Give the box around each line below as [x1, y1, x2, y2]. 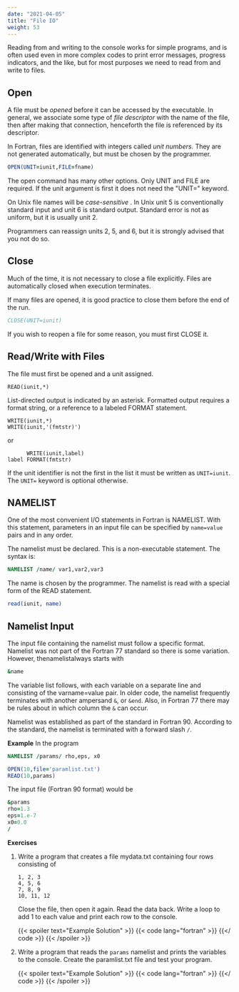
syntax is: [7, 552, 36, 561]
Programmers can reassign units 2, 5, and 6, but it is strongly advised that [7, 227, 225, 236]
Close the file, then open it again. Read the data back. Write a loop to [17, 904, 220, 913]
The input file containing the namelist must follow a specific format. [7, 639, 205, 647]
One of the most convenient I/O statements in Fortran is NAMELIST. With [7, 515, 221, 525]
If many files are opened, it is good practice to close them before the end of [7, 295, 230, 304]
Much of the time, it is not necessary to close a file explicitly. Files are [7, 274, 212, 283]
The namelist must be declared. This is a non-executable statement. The [7, 545, 220, 553]
